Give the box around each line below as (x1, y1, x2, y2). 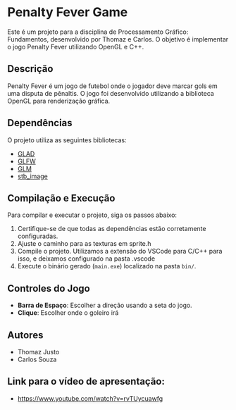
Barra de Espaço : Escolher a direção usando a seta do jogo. (17, 301, 192, 310)
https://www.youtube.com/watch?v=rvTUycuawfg (17, 394, 163, 402)
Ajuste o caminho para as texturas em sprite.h (17, 240, 151, 248)
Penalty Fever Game (7, 4, 128, 20)
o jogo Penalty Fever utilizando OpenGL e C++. (7, 42, 144, 51)
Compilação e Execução (7, 192, 116, 204)
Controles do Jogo (7, 282, 90, 294)
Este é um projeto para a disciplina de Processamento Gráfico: (7, 27, 189, 36)
